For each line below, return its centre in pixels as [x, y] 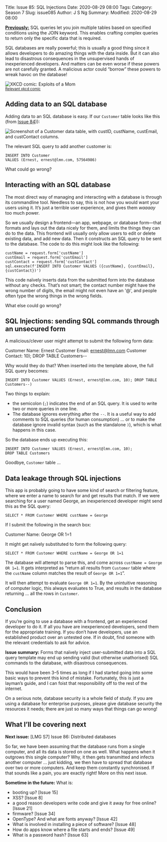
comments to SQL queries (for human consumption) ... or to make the [84, 419]
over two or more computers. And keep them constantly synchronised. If [80, 767]
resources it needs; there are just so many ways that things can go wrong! [81, 709]
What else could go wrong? [33, 305]
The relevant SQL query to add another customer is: [59, 146]
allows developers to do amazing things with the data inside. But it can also [82, 53]
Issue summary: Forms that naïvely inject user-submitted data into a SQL [81, 652]
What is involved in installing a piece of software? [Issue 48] [74, 824]
